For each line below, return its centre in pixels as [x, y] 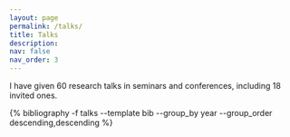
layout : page [34, 18]
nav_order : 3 [34, 60]
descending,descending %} [61, 122]
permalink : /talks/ [46, 26]
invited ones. [34, 95]
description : [34, 43]
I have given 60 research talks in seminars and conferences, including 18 [145, 86]
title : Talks [34, 34]
